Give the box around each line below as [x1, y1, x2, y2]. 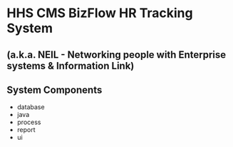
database [16, 103, 45, 111]
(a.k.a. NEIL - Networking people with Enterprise [6, 49, 227, 61]
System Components [6, 83, 103, 96]
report [16, 126, 36, 134]
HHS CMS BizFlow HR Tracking [6, 5, 193, 21]
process [16, 118, 41, 126]
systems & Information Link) [6, 59, 135, 72]
